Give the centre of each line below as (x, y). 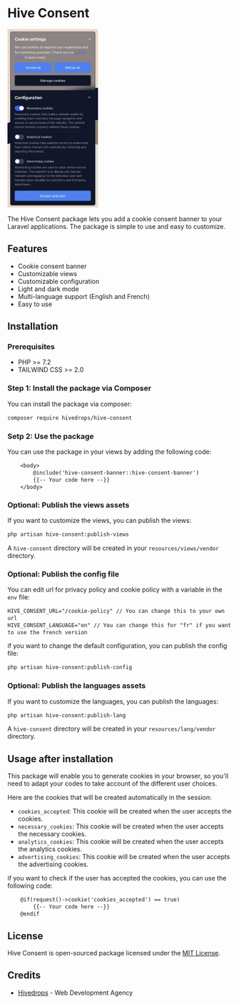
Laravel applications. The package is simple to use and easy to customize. (117, 226)
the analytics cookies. (50, 849)
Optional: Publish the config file (63, 574)
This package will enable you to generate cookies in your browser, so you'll (118, 776)
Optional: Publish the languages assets (77, 686)
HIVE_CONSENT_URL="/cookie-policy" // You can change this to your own (116, 612)
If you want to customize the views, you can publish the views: (99, 521)
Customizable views (47, 273)
